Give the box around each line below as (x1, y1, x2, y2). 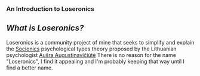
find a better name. (6, 64, 53, 71)
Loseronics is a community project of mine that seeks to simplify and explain (6, 39, 195, 46)
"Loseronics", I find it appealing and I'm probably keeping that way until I (6, 58, 185, 65)
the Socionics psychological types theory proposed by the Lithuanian (6, 45, 177, 52)
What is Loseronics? (6, 23, 84, 33)
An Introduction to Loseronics (6, 5, 94, 13)
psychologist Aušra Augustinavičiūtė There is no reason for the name (6, 51, 176, 58)
